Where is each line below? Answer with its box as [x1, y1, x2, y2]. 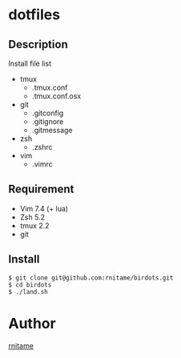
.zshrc [31, 143, 54, 151]
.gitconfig [31, 108, 64, 118]
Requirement [8, 183, 74, 196]
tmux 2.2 [19, 220, 50, 230]
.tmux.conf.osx [31, 91, 82, 101]
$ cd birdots [8, 280, 52, 289]
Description [8, 38, 68, 51]
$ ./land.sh [8, 288, 48, 296]
